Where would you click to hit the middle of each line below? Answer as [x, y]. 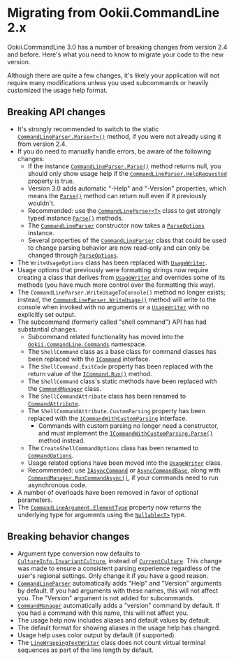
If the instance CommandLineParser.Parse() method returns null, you [124, 166]
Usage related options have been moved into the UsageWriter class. [125, 463]
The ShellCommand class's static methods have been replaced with [122, 381]
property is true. [51, 181]
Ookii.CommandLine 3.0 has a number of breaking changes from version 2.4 [117, 47]
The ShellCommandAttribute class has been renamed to [107, 396]
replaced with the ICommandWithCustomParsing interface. [107, 418]
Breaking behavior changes [68, 536]
